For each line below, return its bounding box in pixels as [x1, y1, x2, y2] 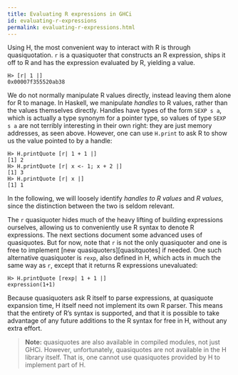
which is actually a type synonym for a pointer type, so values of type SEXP [7, 114, 227, 122]
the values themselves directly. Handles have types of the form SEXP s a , [7, 106, 222, 115]
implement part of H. [24, 361, 86, 369]
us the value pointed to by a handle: [7, 136, 113, 145]
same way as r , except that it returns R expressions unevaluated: [7, 261, 198, 270]
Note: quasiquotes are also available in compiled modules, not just [24, 338, 221, 346]
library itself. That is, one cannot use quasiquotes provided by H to [24, 353, 221, 361]
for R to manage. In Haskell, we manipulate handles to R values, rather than [7, 99, 228, 107]
